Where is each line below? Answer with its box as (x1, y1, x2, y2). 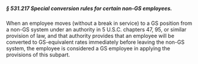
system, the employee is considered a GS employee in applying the (6, 44, 171, 52)
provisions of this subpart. (6, 51, 70, 58)
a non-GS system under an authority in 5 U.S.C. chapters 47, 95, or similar (6, 25, 187, 33)
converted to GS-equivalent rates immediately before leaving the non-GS (6, 39, 185, 46)
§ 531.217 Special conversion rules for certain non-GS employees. (6, 5, 173, 12)
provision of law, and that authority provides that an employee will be (6, 32, 175, 39)
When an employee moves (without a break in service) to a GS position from (6, 20, 193, 27)
